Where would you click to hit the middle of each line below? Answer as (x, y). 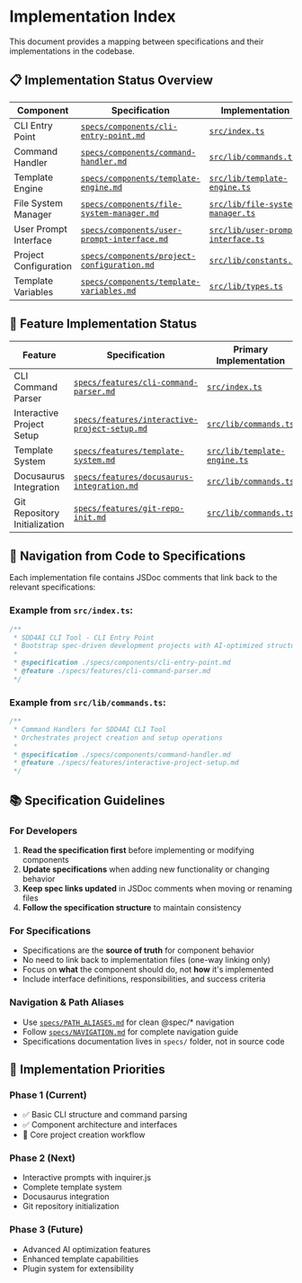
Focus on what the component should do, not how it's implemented (148, 970)
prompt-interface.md (124, 239)
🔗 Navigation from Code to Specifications (128, 556)
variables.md (108, 291)
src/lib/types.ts (246, 286)
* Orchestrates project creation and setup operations (118, 738)
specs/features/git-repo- (129, 508)
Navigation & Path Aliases (67, 1002)
